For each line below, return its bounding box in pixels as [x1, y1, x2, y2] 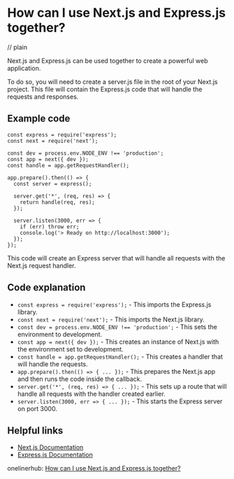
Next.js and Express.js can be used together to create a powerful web [7, 56, 208, 64]
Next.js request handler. [7, 261, 76, 270]
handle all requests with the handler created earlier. [17, 389, 166, 398]
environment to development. [17, 330, 103, 338]
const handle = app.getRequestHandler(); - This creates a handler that [17, 352, 224, 361]
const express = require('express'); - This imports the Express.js [17, 300, 212, 309]
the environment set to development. [17, 345, 124, 353]
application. [7, 64, 41, 72]
